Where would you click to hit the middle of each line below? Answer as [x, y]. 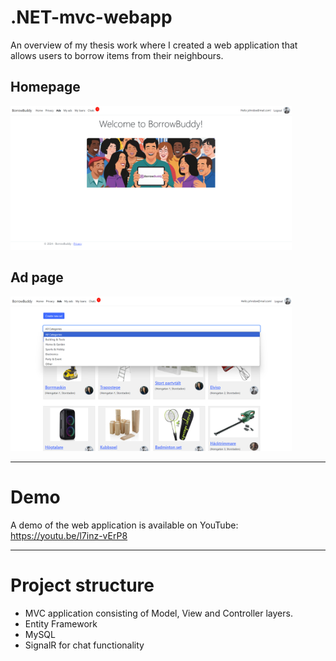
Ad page [37, 277]
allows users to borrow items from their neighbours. [117, 55]
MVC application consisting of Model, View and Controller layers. [158, 613]
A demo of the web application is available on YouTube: [124, 525]
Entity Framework [61, 623]
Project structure [82, 585]
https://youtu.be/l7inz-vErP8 [69, 535]
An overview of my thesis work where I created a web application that [154, 45]
